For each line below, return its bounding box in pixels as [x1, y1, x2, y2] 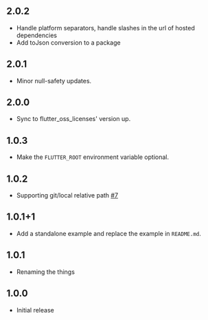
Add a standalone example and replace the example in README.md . [16, 229, 202, 237]
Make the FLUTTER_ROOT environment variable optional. [16, 153, 170, 161]
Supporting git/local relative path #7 [16, 191, 118, 200]
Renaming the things [16, 268, 75, 276]
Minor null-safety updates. [16, 76, 92, 85]
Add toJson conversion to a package [16, 38, 121, 47]
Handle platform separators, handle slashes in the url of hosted [16, 23, 195, 32]
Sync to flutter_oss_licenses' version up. [16, 115, 131, 123]
